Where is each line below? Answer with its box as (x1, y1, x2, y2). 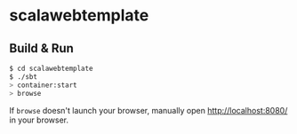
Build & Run (9, 41, 74, 56)
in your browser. (9, 114, 69, 125)
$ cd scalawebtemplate (9, 64, 93, 73)
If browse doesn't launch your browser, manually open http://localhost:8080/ (9, 105, 288, 115)
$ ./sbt (9, 72, 38, 81)
